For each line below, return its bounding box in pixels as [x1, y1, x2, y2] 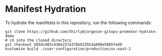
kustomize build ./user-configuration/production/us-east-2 [5, 46, 131, 51]
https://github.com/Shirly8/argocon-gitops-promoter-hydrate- [27, 29, 158, 34]
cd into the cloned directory [9, 38, 71, 43]
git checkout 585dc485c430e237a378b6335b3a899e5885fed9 [5, 42, 122, 47]
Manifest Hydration [5, 3, 86, 15]
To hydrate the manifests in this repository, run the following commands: [5, 20, 152, 26]
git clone [5, 29, 26, 34]
